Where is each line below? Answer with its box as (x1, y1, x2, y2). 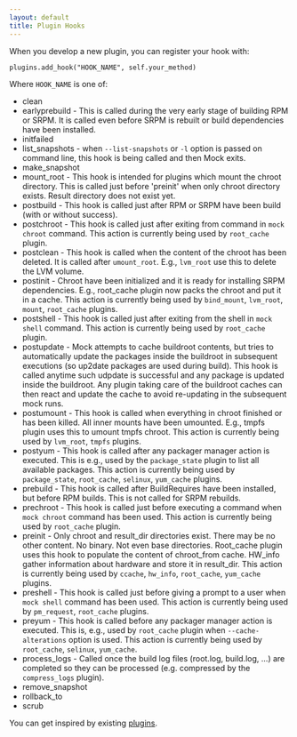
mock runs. (21, 397, 64, 409)
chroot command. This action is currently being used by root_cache (21, 228, 269, 238)
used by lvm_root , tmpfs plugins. (21, 436, 142, 446)
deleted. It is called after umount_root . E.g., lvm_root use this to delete (21, 256, 277, 267)
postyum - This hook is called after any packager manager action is (21, 445, 270, 456)
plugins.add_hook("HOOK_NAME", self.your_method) (9, 63, 197, 72)
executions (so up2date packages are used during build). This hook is (21, 360, 278, 371)
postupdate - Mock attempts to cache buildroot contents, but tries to (21, 341, 274, 352)
